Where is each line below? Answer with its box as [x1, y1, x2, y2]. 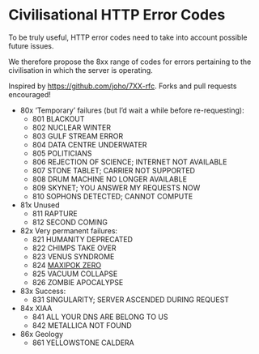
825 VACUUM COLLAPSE [32, 269, 118, 279]
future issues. [8, 41, 54, 50]
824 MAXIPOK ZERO [32, 260, 102, 270]
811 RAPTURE [32, 208, 79, 218]
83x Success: [19, 286, 66, 296]
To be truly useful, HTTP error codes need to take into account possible [8, 32, 248, 42]
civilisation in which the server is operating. [8, 65, 153, 75]
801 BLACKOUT [32, 113, 85, 123]
